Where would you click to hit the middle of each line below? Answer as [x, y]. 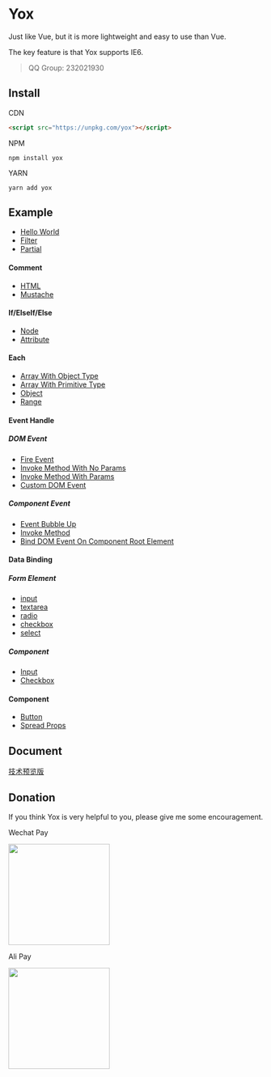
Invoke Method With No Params [73, 468]
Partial [31, 249]
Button [31, 717]
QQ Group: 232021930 [66, 68]
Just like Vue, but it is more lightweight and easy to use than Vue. [117, 36]
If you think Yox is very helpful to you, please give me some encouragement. [136, 816]
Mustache [37, 294]
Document [35, 751]
